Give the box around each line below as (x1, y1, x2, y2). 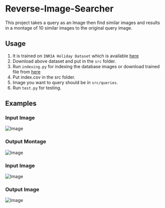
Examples (5, 99, 37, 108)
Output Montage (5, 138, 47, 145)
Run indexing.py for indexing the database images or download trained (12, 63, 160, 69)
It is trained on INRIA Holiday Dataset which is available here (12, 53, 139, 59)
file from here (12, 69, 41, 75)
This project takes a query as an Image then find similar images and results (5, 20, 160, 26)
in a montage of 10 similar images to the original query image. (5, 25, 132, 31)
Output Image (5, 186, 40, 193)
